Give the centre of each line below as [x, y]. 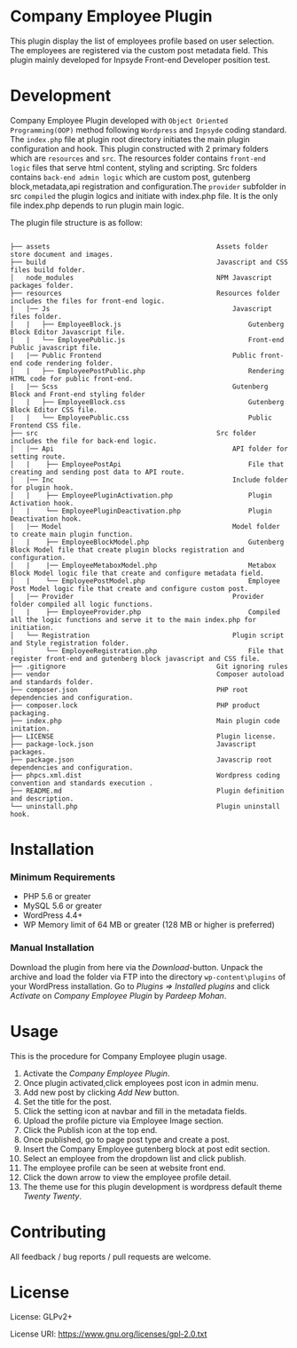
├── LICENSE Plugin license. [143, 736]
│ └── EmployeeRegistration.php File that [147, 650]
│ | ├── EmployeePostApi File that [147, 464]
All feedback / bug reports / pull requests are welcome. [111, 1256]
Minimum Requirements [63, 877]
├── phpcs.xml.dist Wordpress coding [145, 775]
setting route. [38, 456]
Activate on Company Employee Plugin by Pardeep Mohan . [118, 995]
